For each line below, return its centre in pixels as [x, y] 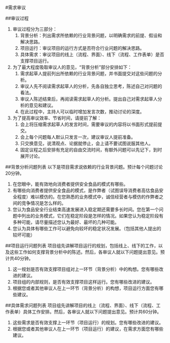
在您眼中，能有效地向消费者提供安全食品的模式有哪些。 [70, 184]
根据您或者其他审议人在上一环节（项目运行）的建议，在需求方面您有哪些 [88, 329]
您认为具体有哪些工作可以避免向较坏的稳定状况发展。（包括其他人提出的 [87, 228]
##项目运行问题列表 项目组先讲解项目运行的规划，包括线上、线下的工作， [82, 246]
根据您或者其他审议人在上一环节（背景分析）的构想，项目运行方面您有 [86, 288]
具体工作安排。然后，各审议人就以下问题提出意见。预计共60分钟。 [92, 312]
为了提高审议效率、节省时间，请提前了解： [57, 118]
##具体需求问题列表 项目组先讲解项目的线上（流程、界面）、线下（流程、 [81, 305]
